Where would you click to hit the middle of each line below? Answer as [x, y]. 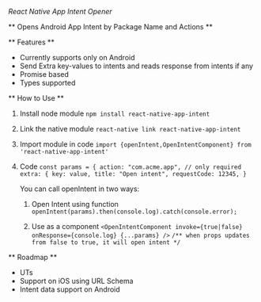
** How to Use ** [36, 98]
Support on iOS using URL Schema [76, 281]
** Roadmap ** [33, 257]
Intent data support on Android [70, 289]
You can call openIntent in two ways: [79, 189]
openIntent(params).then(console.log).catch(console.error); [134, 212]
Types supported [47, 83]
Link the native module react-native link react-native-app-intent [130, 129]
